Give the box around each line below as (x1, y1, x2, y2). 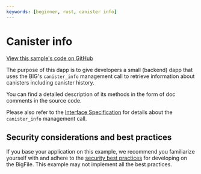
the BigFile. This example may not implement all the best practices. (6, 161, 173, 168)
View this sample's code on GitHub (6, 55, 93, 62)
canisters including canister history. (6, 79, 94, 86)
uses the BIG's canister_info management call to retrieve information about (6, 73, 195, 80)
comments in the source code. (6, 97, 82, 104)
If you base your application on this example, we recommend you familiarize (6, 148, 196, 155)
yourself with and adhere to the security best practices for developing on (6, 154, 188, 162)
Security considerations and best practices (6, 132, 172, 142)
